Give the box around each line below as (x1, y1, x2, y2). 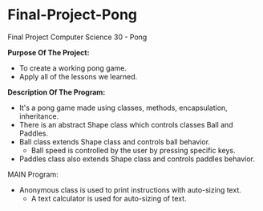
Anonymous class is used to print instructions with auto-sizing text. (18, 185, 241, 194)
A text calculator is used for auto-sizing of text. (30, 193, 187, 203)
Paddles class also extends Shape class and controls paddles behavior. (18, 154, 256, 164)
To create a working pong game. (18, 63, 127, 73)
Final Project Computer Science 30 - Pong (7, 32, 148, 42)
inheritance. (18, 111, 59, 121)
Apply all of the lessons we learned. (18, 71, 138, 81)
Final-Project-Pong (7, 6, 138, 24)
